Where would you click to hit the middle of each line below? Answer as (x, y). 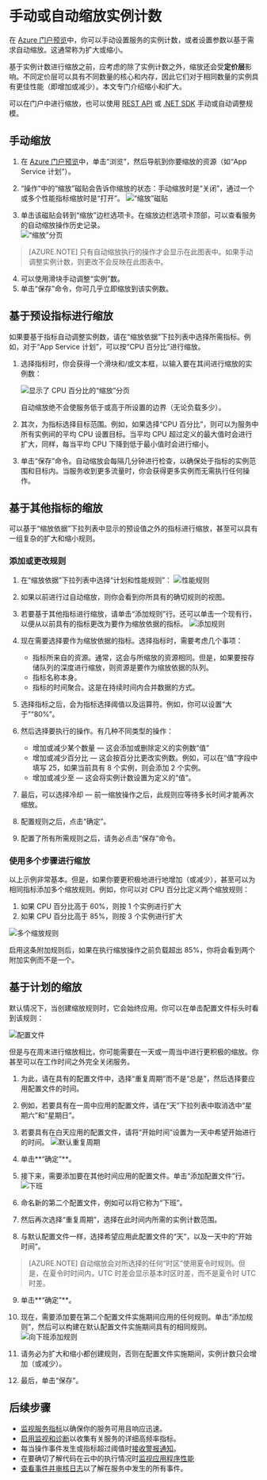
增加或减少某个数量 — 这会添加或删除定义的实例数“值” (120, 748)
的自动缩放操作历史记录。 (62, 225)
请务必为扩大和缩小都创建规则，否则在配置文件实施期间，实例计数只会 (135, 1353)
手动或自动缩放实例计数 (86, 16)
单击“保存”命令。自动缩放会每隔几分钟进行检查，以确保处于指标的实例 (135, 461)
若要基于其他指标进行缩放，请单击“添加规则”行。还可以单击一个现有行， (138, 613)
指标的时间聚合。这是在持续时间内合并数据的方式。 (116, 687)
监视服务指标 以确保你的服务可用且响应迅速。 (93, 1428)
